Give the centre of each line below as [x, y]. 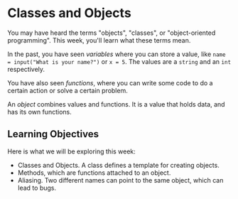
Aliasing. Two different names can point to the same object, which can [120, 180]
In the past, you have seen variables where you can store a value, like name [117, 54]
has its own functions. [40, 112]
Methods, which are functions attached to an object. [94, 173]
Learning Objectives [53, 134]
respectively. [26, 69]
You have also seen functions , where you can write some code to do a [110, 82]
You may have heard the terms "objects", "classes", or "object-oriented [112, 33]
